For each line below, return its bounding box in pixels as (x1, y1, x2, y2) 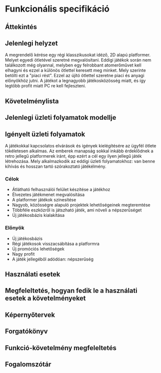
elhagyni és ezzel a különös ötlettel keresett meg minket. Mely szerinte (5, 67, 146, 73)
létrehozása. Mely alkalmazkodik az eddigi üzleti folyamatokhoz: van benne (5, 158, 156, 164)
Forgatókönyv (5, 327, 48, 336)
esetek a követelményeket (5, 294, 86, 303)
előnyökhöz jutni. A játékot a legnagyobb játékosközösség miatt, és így (5, 78, 146, 83)
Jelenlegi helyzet (5, 39, 58, 47)
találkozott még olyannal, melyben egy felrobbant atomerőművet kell (5, 62, 142, 68)
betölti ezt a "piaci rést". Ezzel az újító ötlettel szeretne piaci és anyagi (5, 73, 145, 79)
